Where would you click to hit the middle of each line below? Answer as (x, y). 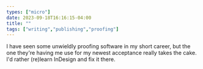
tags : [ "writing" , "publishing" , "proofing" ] (63, 29)
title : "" (19, 23)
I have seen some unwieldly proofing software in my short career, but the (98, 46)
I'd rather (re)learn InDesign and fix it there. (61, 59)
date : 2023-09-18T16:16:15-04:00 (49, 18)
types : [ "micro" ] (28, 12)
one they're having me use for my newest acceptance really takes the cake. (102, 53)
